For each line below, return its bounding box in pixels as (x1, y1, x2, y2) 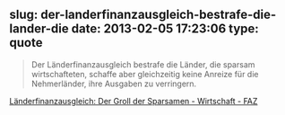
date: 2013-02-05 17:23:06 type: (71, 22, 260, 37)
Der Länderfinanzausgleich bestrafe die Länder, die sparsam (30, 58, 255, 70)
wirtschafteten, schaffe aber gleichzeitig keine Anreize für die (30, 68, 259, 79)
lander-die (9, 22, 69, 37)
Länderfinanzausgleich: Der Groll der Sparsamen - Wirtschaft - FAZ (9, 95, 258, 106)
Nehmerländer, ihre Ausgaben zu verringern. (30, 78, 197, 89)
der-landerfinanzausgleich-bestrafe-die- (39, 7, 276, 22)
